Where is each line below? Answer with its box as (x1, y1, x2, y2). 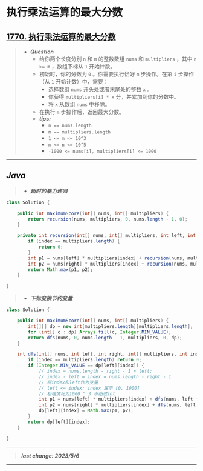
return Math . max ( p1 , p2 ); (28, 266, 94, 273)
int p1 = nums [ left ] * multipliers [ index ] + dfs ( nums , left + (38, 396, 199, 403)
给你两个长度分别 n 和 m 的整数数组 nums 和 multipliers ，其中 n (39, 55, 197, 62)
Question (30, 48, 54, 55)
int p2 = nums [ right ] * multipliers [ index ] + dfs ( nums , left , (38, 402, 199, 408)
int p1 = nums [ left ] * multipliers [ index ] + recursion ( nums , (28, 255, 185, 261)
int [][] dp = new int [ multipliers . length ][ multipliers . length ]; (28, 323, 193, 329)
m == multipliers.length (48, 129, 111, 135)
